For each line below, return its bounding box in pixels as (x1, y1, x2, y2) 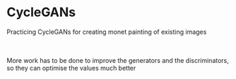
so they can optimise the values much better (6, 63, 136, 72)
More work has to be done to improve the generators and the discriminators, (6, 56, 229, 64)
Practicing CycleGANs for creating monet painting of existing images (6, 28, 207, 36)
